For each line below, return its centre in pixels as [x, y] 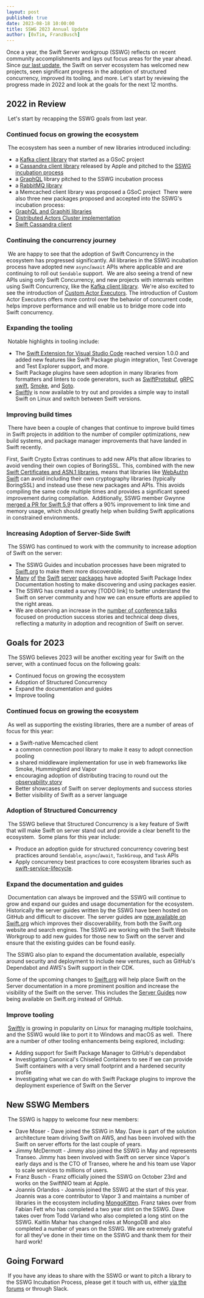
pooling [25, 756]
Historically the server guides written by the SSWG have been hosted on [97, 910]
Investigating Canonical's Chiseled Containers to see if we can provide [104, 1060]
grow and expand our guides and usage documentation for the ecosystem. [100, 904]
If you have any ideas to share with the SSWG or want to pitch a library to [100, 1276]
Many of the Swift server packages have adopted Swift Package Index [103, 578]
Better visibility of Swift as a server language [71, 795]
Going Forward [35, 1261]
